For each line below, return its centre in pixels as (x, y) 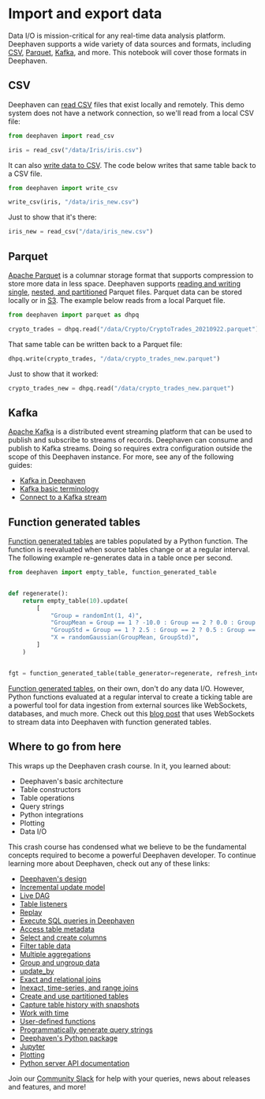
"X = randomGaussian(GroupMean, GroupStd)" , (125, 637)
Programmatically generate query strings (86, 1030)
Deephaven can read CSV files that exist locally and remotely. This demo (126, 104)
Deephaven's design (53, 878)
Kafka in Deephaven (52, 480)
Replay (31, 912)
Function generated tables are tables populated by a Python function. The (128, 541)
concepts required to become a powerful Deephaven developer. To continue (132, 855)
